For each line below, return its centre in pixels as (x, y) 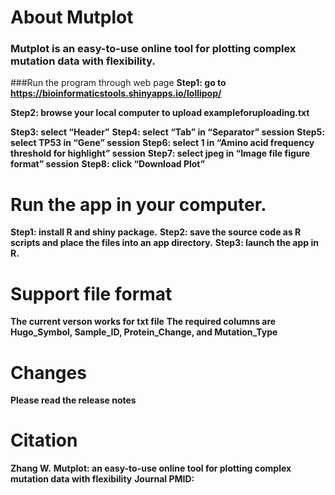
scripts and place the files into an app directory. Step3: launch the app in (164, 243)
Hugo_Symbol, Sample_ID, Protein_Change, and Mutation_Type (144, 332)
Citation (44, 440)
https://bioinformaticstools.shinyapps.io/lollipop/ (116, 93)
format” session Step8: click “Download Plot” (108, 164)
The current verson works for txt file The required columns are (143, 322)
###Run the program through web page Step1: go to (118, 83)
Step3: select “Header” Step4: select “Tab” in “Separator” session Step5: (168, 132)
